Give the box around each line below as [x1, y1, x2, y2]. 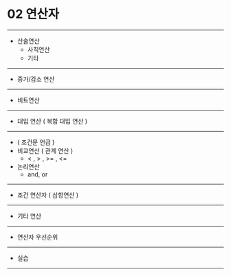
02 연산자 [7, 6, 60, 22]
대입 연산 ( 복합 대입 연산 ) [16, 117, 88, 125]
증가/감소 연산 [16, 75, 55, 83]
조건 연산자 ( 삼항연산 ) [16, 190, 79, 199]
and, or [27, 170, 48, 179]
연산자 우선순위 [16, 233, 58, 241]
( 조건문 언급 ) [16, 138, 55, 146]
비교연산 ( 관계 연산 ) [16, 146, 74, 154]
